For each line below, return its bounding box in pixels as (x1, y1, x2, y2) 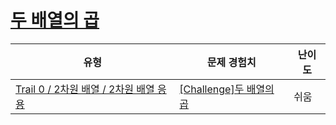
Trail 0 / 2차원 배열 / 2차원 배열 (15, 82, 155, 96)
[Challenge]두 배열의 (179, 82, 275, 96)
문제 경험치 (206, 55, 257, 69)
